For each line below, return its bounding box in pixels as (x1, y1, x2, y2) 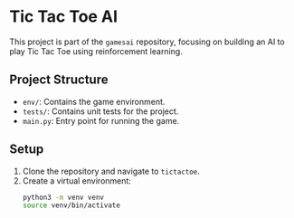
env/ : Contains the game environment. (22, 96, 166, 107)
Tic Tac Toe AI (9, 6, 119, 27)
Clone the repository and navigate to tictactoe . (22, 166, 201, 176)
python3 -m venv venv (22, 193, 105, 202)
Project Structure (9, 72, 109, 88)
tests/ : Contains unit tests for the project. (22, 106, 179, 117)
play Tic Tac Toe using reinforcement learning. (9, 45, 183, 56)
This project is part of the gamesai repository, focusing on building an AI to (9, 36, 285, 47)
